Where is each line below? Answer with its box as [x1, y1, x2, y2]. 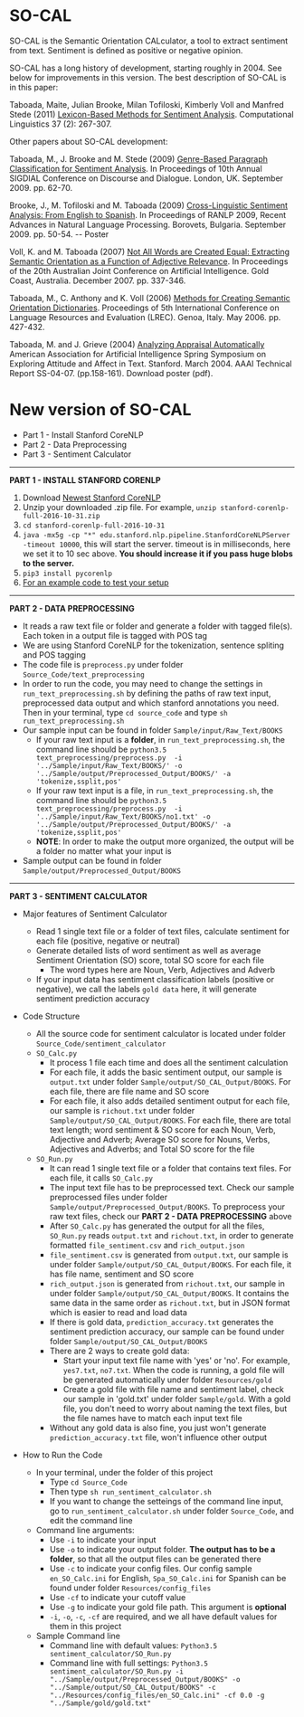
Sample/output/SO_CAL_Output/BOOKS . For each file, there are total [49, 1115, 291, 1125]
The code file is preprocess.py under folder [22, 659, 184, 669]
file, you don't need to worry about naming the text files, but [62, 1403, 288, 1414]
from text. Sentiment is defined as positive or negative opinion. [9, 44, 243, 55]
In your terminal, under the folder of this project [35, 1466, 214, 1477]
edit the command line [49, 1514, 133, 1525]
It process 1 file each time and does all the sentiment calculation [49, 1057, 289, 1067]
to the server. [22, 557, 75, 568]
